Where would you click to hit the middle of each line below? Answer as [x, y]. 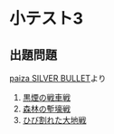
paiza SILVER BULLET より [58, 78]
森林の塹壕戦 [46, 109]
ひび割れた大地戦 [54, 120]
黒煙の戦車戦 [46, 97]
